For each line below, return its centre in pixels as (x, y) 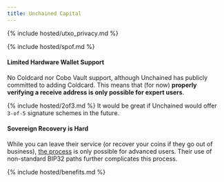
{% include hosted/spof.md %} (51, 46)
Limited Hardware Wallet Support (56, 62)
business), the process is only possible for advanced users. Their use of (110, 152)
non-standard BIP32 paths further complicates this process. (92, 159)
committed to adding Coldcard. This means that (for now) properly (102, 85)
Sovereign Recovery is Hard (48, 129)
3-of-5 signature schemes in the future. (63, 113)
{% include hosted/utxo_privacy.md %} (63, 33)
